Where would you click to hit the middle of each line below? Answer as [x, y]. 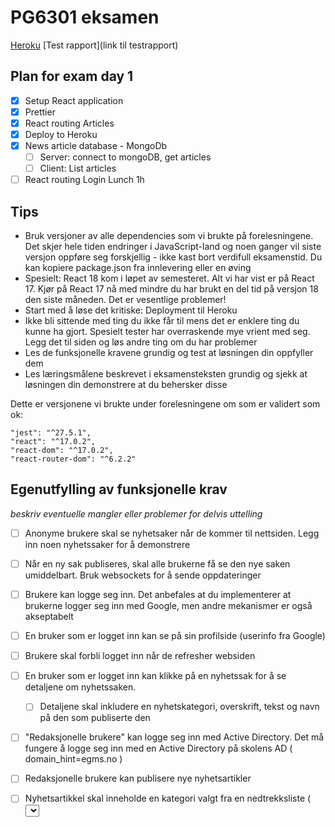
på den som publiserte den [95, 718]
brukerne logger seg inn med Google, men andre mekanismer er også [168, 606]
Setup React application [74, 100]
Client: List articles [78, 168]
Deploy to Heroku [61, 134]
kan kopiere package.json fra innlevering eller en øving [138, 268]
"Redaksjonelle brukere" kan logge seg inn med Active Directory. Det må [174, 737]
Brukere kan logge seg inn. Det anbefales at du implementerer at [158, 594]
